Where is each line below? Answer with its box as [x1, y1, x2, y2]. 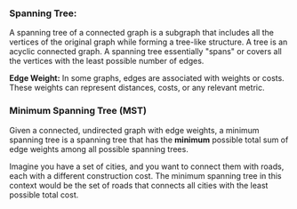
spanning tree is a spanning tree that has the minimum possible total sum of [9, 134, 289, 145]
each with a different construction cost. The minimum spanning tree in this [9, 170, 282, 181]
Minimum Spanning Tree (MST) [9, 105, 147, 117]
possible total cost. [9, 189, 79, 200]
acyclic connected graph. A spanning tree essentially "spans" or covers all [9, 46, 282, 57]
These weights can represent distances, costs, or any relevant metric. [9, 83, 265, 93]
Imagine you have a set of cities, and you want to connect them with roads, [9, 161, 285, 172]
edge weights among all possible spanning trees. [9, 143, 189, 154]
